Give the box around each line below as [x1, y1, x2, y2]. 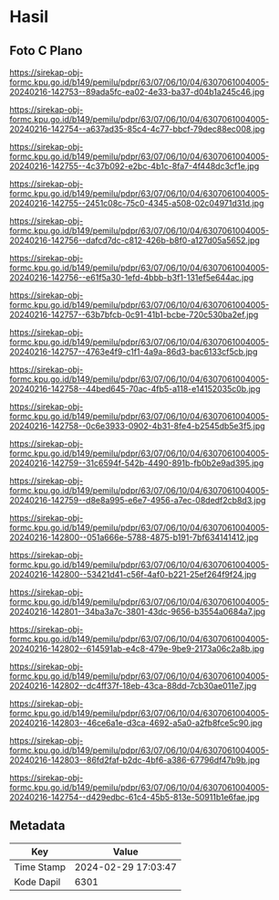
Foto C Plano [9, 43, 83, 58]
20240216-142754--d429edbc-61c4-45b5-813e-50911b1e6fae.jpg [9, 792, 260, 802]
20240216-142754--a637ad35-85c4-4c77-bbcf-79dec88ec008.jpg [9, 123, 265, 134]
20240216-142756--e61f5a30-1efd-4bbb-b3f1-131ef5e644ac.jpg [9, 272, 254, 282]
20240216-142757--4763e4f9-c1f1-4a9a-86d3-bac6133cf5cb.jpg [9, 346, 258, 357]
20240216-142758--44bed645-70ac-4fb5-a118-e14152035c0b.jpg [9, 384, 262, 394]
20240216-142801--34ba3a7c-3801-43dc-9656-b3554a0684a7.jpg [9, 606, 266, 617]
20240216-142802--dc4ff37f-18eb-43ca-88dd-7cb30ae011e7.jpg [9, 681, 257, 691]
